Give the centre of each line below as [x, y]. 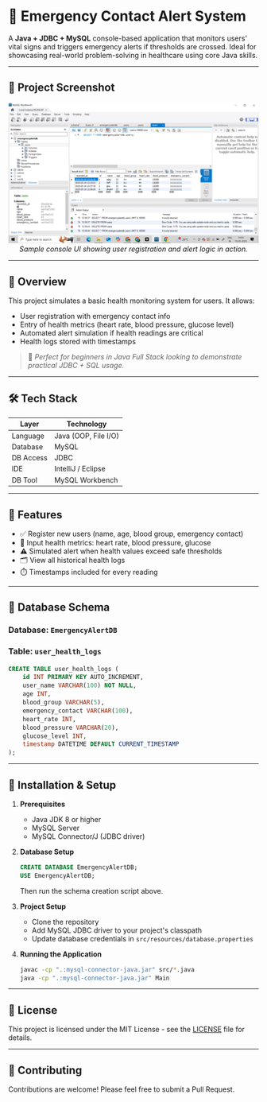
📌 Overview [37, 281]
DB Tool [25, 479]
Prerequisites [43, 804]
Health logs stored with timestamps [78, 342]
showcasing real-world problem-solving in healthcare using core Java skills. [133, 55]
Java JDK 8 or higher [66, 819]
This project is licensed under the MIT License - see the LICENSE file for [126, 1030]
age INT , [37, 694]
